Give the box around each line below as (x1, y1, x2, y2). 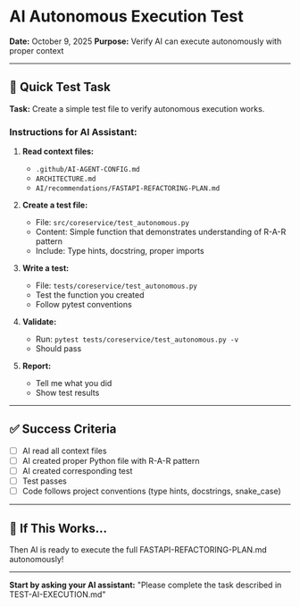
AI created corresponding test (21, 465, 133, 476)
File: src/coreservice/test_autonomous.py (35, 217, 190, 228)
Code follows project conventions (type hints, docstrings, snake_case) (21, 485, 281, 497)
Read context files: (21, 146, 95, 157)
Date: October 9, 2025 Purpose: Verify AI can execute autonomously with (9, 36, 282, 46)
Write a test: (21, 263, 70, 274)
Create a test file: (21, 199, 88, 211)
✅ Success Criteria (9, 422, 117, 437)
